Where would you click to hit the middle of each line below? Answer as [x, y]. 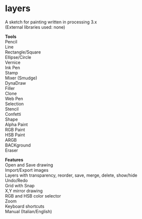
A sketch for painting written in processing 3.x [51, 22]
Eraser [12, 150]
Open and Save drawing [29, 165]
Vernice [13, 62]
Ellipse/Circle [18, 57]
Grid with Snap [20, 185]
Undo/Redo [16, 180]
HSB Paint [15, 135]
